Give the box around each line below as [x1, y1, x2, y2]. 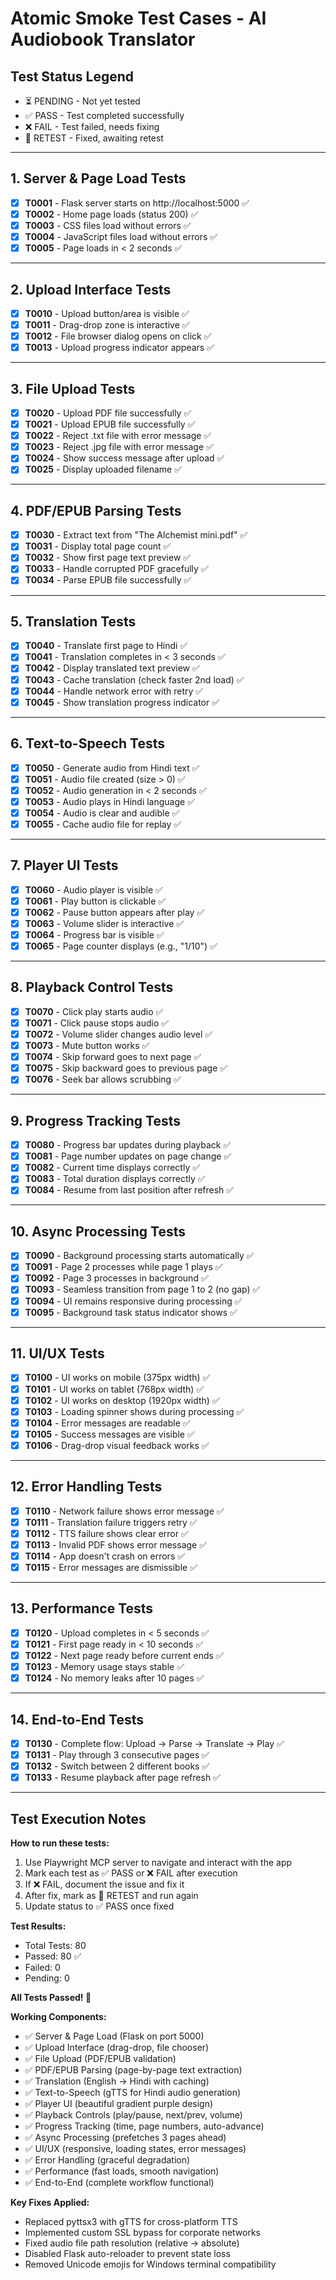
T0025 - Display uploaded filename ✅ [24, 463, 183, 476]
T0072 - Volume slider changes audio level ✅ [24, 1028, 213, 1040]
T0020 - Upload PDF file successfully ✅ [24, 407, 192, 419]
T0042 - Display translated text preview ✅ [24, 662, 200, 674]
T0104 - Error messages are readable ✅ [24, 1417, 191, 1429]
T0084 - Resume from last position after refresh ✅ [24, 1184, 235, 1196]
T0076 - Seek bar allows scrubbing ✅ [24, 1073, 182, 1086]
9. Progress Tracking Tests [10, 1112, 181, 1129]
